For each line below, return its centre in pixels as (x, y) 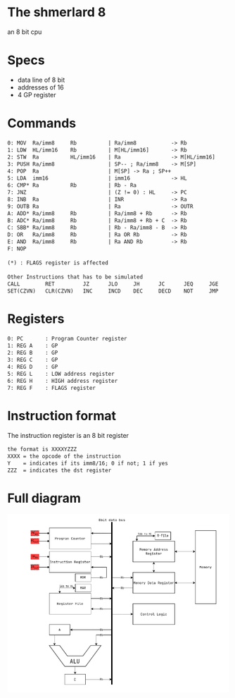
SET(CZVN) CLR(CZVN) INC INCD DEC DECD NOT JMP (113, 291)
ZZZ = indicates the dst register (59, 470)
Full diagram (44, 498)
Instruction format (62, 416)
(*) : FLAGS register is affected (58, 263)
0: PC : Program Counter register (68, 338)
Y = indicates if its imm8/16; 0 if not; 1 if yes (88, 463)
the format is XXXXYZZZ (42, 449)
